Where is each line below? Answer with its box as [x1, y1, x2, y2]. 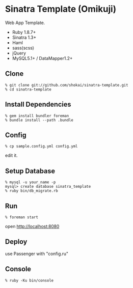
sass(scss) [12, 45, 34, 51]
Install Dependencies [5, 100, 71, 109]
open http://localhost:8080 [5, 224, 60, 229]
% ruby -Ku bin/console [5, 278, 54, 283]
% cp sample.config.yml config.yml [5, 144, 78, 149]
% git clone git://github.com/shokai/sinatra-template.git [5, 83, 129, 87]
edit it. [5, 152, 18, 158]
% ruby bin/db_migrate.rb [5, 188, 58, 194]
